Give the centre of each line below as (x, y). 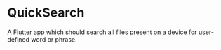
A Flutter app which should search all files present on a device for (102, 32)
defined (19, 39)
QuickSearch (46, 13)
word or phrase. (54, 39)
